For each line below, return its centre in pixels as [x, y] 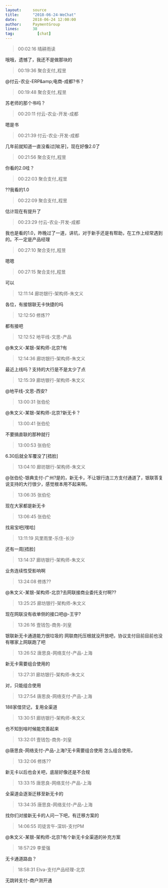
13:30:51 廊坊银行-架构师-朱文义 [51, 718]
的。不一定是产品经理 [27, 239]
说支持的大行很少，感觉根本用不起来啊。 [48, 484]
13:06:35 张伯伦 [34, 495]
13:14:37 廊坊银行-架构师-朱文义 [51, 560]
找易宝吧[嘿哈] [20, 527]
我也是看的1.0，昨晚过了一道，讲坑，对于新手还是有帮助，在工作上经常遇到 [84, 233]
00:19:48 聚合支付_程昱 [42, 92]
